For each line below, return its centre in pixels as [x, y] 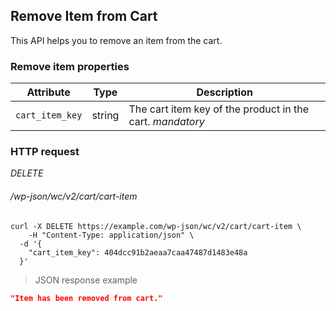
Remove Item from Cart [84, 16]
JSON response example [86, 280]
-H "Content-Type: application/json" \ [111, 235]
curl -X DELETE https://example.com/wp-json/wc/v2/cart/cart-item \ [156, 226]
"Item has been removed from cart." [86, 298]
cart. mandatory [166, 122]
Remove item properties [70, 66]
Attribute [48, 92]
